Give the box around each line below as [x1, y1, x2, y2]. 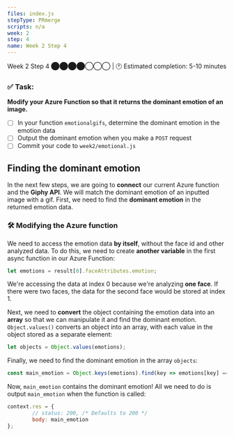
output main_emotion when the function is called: [7, 390, 146, 398]
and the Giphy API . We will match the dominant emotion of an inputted [7, 188, 210, 197]
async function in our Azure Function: [7, 254, 115, 262]
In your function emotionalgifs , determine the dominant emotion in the [17, 119, 220, 127]
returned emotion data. [7, 203, 73, 211]
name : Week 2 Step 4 [7, 42, 68, 49]
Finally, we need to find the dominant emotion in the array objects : [7, 356, 198, 365]
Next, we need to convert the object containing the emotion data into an [7, 308, 214, 316]
